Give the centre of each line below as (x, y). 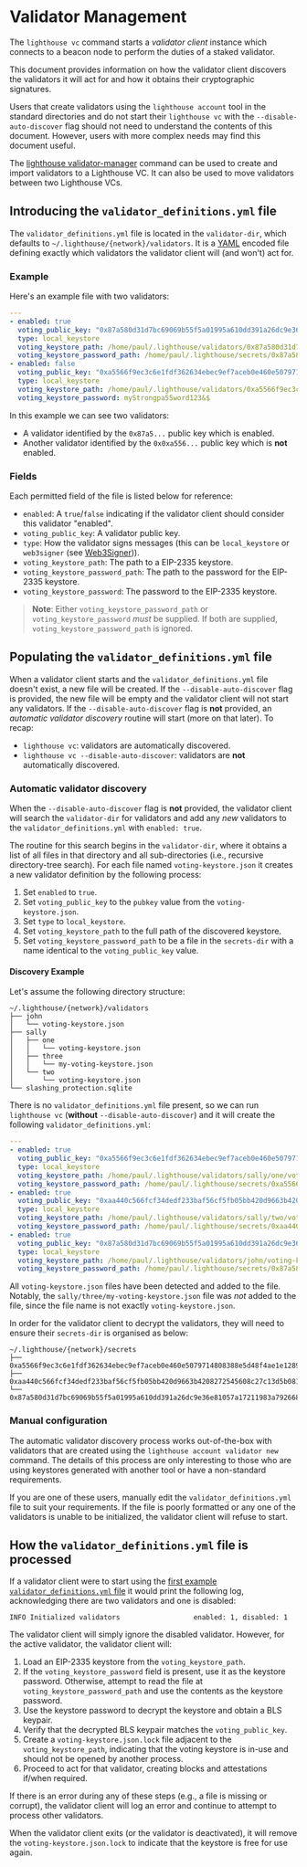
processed (41, 1559)
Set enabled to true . (60, 892)
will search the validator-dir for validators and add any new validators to (148, 818)
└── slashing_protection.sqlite (71, 1089)
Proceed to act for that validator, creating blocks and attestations (145, 1768)
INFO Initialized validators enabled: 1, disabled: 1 (148, 1618)
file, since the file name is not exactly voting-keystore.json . (122, 1306)
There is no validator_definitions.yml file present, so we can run (134, 1105)
